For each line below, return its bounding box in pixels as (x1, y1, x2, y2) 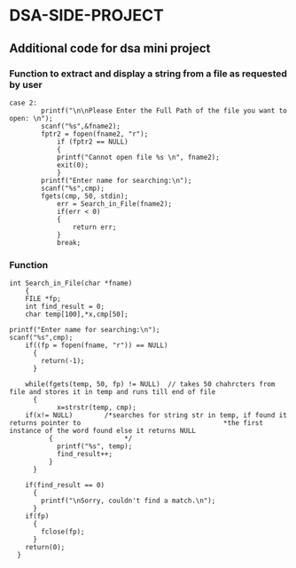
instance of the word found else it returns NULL (9, 427, 197, 436)
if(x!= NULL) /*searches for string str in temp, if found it (25, 411, 288, 420)
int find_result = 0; (25, 303, 105, 312)
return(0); (25, 543, 66, 552)
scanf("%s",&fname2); (41, 122, 121, 130)
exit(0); (56, 161, 90, 170)
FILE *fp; (25, 295, 62, 304)
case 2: (9, 99, 38, 107)
